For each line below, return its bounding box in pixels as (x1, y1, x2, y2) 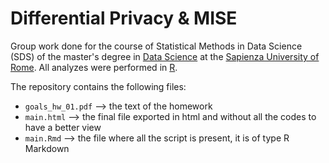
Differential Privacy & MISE (10, 7, 238, 30)
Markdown (24, 142, 70, 154)
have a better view (24, 121, 102, 133)
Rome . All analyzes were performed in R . (10, 61, 178, 73)
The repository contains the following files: (10, 80, 187, 92)
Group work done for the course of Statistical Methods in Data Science (10, 40, 303, 52)
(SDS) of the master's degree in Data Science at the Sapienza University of (10, 50, 320, 62)
